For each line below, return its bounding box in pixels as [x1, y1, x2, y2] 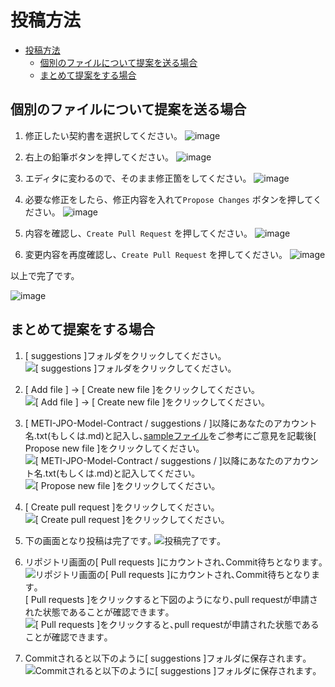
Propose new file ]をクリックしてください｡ [24, 442, 201, 454]
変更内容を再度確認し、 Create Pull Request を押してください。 [24, 248, 288, 260]
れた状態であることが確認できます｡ [24, 606, 170, 618]
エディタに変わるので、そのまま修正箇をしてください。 [24, 172, 252, 184]
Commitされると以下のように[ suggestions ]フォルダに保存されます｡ [24, 652, 308, 664]
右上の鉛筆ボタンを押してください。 [24, 151, 174, 163]
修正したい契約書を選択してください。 [24, 129, 183, 141]
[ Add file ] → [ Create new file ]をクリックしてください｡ [24, 383, 256, 395]
